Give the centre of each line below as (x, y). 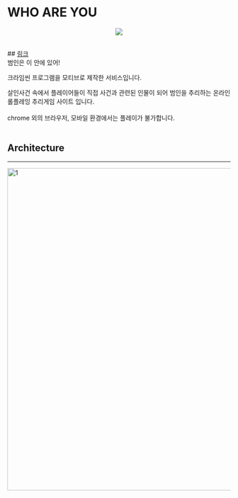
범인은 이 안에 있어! (34, 62)
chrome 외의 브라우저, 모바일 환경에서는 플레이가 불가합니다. (91, 118)
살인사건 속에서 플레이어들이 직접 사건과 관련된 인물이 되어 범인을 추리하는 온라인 (119, 92)
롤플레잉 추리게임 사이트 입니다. (51, 101)
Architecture (36, 148)
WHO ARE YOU (52, 12)
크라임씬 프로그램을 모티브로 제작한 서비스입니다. (75, 77)
